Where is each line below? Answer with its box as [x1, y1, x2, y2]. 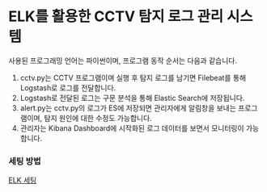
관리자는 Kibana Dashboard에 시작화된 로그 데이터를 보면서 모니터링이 [19, 123, 244, 133]
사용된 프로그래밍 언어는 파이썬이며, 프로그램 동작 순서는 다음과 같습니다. [8, 56, 237, 65]
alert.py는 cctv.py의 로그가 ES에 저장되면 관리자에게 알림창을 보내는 [19, 102, 237, 113]
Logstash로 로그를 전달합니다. [19, 82, 117, 93]
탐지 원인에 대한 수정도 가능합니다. [44, 113, 152, 123]
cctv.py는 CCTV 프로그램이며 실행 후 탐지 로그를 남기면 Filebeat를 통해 [19, 73, 247, 82]
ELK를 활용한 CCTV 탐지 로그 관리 [8, 7, 224, 26]
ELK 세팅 [8, 175, 37, 186]
